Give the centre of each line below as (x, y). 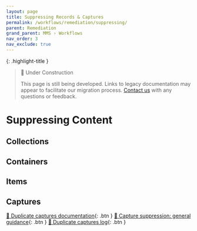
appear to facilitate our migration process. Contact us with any (96, 90)
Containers (27, 161)
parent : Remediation (31, 28)
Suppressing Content (59, 120)
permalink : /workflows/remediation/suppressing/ (67, 22)
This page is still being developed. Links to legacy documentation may (106, 83)
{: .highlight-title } (27, 61)
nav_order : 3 (22, 39)
